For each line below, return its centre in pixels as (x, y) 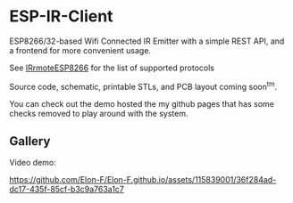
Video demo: (33, 163)
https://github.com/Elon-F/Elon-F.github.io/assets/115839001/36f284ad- (143, 180)
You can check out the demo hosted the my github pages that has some (142, 103)
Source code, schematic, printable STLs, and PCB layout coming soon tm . (143, 85)
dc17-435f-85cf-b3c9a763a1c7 (67, 190)
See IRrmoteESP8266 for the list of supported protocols (112, 68)
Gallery (30, 141)
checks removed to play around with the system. (99, 113)
